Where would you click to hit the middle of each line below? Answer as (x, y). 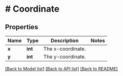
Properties (22, 27)
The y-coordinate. (65, 57)
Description (65, 41)
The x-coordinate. (65, 49)
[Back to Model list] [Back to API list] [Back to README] (61, 69)
